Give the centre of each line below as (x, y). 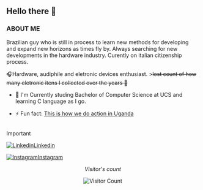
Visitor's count (103, 169)
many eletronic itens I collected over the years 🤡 (67, 83)
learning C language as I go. (51, 101)
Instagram (50, 158)
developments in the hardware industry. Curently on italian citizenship (94, 55)
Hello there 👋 (31, 11)
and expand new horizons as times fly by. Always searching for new (92, 48)
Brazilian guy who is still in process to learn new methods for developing (98, 42)
